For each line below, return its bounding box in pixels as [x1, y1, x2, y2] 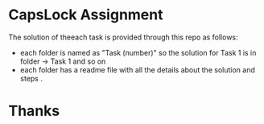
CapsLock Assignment [8, 6, 163, 24]
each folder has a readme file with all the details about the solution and [19, 64, 255, 74]
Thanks [8, 102, 60, 120]
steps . [19, 73, 43, 83]
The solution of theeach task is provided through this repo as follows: [8, 32, 239, 42]
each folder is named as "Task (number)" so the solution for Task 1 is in [19, 48, 257, 57]
